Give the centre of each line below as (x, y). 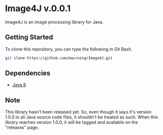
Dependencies (28, 73)
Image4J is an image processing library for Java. (54, 22)
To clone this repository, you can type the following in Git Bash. (69, 49)
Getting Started (29, 37)
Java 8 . (20, 85)
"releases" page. (22, 128)
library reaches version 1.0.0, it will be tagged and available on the (71, 122)
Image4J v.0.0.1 (38, 9)
